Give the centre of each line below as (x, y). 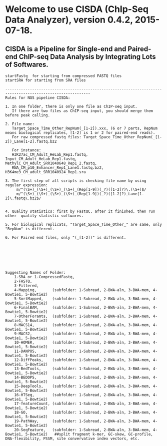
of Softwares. (27, 64)
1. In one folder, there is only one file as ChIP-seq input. (71, 106)
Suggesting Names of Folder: (35, 273)
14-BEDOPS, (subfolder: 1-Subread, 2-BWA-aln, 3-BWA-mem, (82, 378)
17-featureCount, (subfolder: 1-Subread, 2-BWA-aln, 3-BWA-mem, (82, 404)
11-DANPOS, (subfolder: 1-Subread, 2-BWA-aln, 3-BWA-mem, (82, 351)
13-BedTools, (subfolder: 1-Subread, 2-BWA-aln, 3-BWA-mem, (82, 369)
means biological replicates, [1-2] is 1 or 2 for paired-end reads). (80, 133)
